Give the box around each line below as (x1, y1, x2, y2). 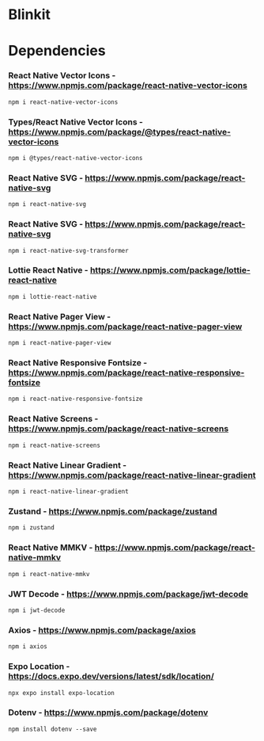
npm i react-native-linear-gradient (8, 487, 129, 496)
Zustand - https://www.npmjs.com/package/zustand (8, 506, 217, 517)
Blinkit (8, 6, 51, 24)
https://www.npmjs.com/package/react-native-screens (8, 423, 229, 434)
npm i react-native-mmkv (8, 570, 90, 578)
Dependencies (8, 42, 106, 60)
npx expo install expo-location (8, 689, 115, 697)
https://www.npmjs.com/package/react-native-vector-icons (8, 80, 247, 91)
